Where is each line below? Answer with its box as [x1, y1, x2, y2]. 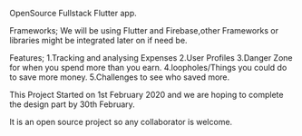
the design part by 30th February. [9, 99, 136, 110]
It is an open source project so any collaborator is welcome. [9, 117, 233, 127]
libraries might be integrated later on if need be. [9, 35, 188, 45]
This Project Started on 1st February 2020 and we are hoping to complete [9, 90, 284, 100]
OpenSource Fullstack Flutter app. [9, 8, 138, 18]
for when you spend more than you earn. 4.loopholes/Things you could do [9, 63, 287, 73]
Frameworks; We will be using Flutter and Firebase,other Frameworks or [9, 25, 279, 35]
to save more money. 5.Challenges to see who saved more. [9, 72, 230, 83]
